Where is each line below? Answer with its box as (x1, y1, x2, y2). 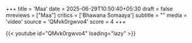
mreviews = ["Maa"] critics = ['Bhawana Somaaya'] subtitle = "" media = (5, 12, 188, 19)
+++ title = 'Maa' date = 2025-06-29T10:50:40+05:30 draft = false (5, 5, 173, 12)
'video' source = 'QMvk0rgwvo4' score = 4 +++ (5, 18, 126, 25)
